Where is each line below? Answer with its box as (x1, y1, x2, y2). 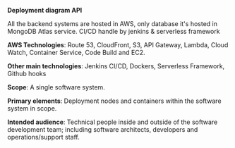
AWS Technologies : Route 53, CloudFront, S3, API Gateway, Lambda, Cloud (7, 41, 229, 49)
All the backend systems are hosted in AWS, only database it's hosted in (7, 20, 217, 27)
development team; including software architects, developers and (7, 125, 198, 133)
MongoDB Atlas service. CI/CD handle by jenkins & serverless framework (7, 27, 220, 35)
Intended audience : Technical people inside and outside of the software (7, 118, 218, 126)
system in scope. (7, 104, 57, 112)
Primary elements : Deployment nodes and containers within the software (7, 97, 222, 105)
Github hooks (7, 70, 47, 78)
